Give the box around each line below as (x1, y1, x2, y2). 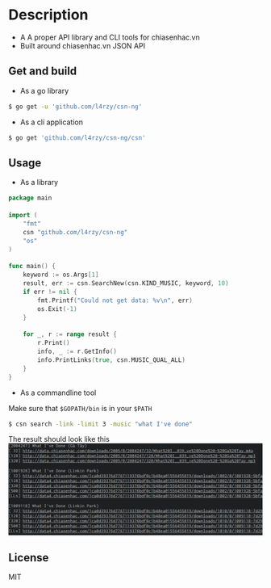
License (8, 551, 49, 565)
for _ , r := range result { (23, 330, 117, 338)
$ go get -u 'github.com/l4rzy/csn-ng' (8, 103, 143, 111)
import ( (8, 212, 38, 220)
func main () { (8, 262, 56, 271)
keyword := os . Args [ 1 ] (23, 271, 99, 279)
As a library (19, 178, 59, 187)
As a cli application (19, 117, 83, 127)
